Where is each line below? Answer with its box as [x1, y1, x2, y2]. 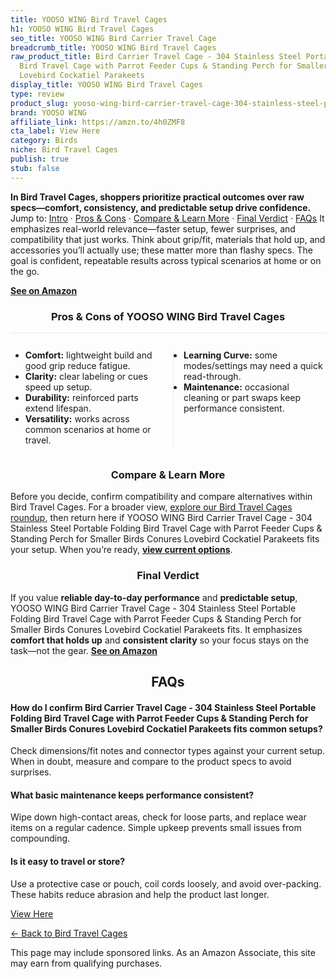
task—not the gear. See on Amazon [10, 644, 158, 656]
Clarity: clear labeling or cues [24, 370, 148, 382]
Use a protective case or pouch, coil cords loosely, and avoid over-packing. [10, 877, 322, 890]
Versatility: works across [24, 412, 130, 425]
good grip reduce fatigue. [24, 359, 131, 371]
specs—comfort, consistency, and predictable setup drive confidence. [10, 201, 312, 213]
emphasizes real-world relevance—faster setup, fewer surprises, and [10, 222, 296, 235]
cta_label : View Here [10, 126, 101, 136]
